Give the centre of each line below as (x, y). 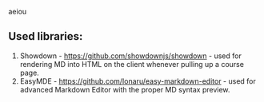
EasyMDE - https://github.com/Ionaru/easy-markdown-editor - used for (138, 81)
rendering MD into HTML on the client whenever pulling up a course (132, 64)
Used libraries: (46, 36)
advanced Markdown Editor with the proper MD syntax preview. (125, 89)
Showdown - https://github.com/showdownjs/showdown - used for (130, 56)
